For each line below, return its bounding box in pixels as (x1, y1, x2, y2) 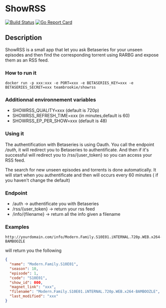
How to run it (5, 69, 37, 76)
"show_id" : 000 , (9, 280, 43, 285)
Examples (5, 223, 30, 230)
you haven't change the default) (5, 177, 71, 183)
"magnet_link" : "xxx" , (9, 284, 56, 290)
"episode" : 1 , (9, 271, 39, 276)
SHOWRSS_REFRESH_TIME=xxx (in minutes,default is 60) (12, 113, 130, 119)
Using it (5, 130, 24, 137)
